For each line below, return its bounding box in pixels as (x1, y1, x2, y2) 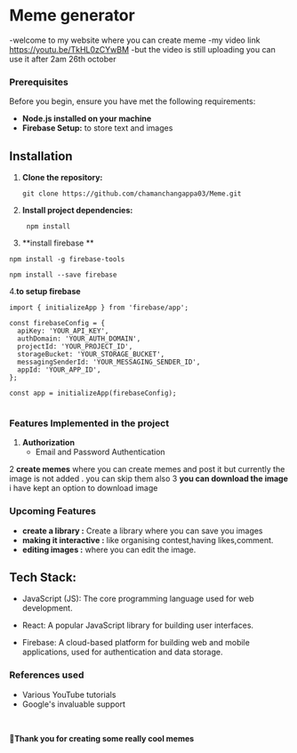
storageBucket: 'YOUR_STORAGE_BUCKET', (17, 350, 165, 359)
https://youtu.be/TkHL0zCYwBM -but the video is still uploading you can (9, 44, 276, 54)
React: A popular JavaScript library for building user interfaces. (21, 620, 254, 631)
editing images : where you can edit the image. (21, 544, 197, 555)
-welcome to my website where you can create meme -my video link (9, 35, 261, 45)
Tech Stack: (9, 570, 77, 585)
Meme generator (9, 5, 135, 26)
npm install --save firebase (9, 270, 117, 280)
